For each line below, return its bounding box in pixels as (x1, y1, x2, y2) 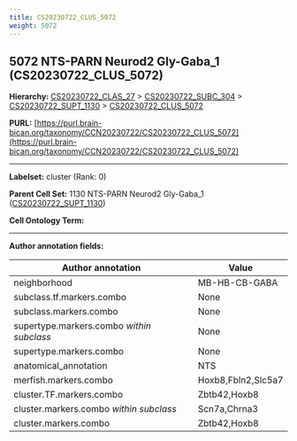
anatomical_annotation (13, 360, 108, 372)
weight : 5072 (9, 21, 57, 30)
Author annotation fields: (9, 241, 104, 251)
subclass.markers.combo (13, 306, 118, 318)
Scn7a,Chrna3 (197, 403, 259, 415)
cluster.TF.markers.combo (13, 389, 124, 401)
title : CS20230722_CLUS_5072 (9, 12, 117, 22)
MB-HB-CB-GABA (197, 276, 278, 289)
